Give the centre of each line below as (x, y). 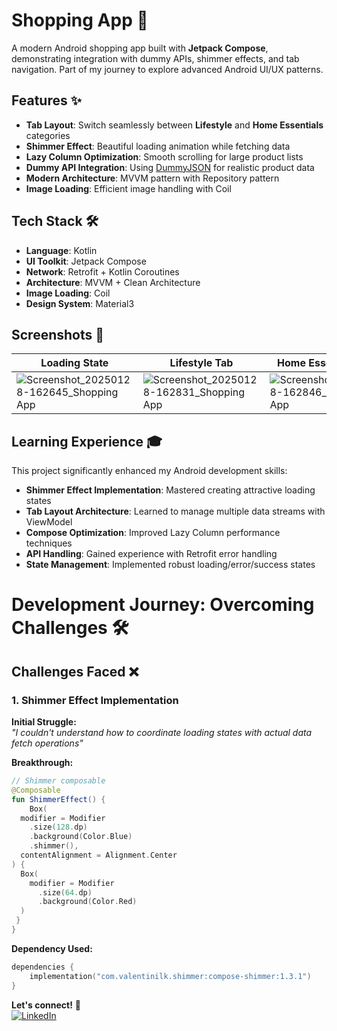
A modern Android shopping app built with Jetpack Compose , (140, 48)
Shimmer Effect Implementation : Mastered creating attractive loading (170, 490)
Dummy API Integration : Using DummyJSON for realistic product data (170, 167)
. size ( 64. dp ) (65, 892)
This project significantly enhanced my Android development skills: (149, 471)
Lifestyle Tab (201, 363)
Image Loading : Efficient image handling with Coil (128, 188)
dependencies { (43, 967)
